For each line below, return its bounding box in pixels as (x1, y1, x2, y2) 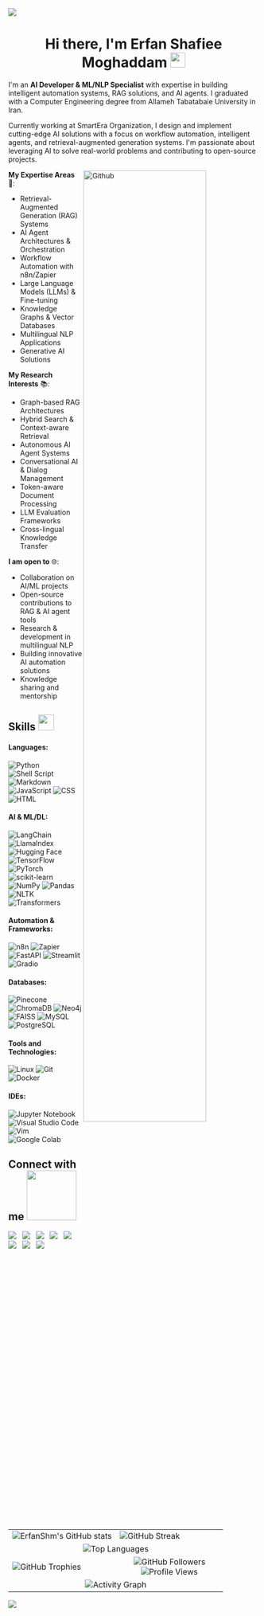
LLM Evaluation (19, 507, 71, 517)
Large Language (19, 278, 74, 288)
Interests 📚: (8, 378, 50, 389)
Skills (8, 720, 36, 734)
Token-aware (19, 482, 64, 491)
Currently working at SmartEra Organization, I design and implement (8, 120, 232, 130)
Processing (19, 499, 57, 508)
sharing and (19, 683, 60, 692)
